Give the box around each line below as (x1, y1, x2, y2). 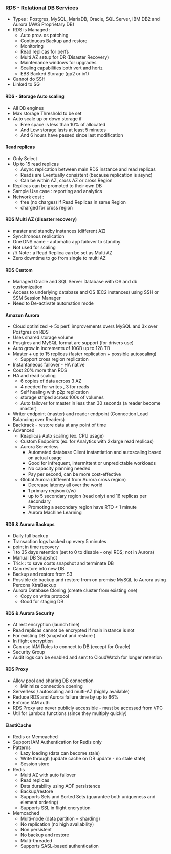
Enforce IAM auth (12, 699, 50, 705)
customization (12, 284, 43, 290)
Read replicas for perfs (20, 48, 69, 55)
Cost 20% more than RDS (12, 367, 68, 373)
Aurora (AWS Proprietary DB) (12, 21, 75, 27)
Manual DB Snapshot (12, 554, 57, 561)
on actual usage (28, 455, 62, 461)
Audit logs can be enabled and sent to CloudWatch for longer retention (12, 654, 162, 660)
